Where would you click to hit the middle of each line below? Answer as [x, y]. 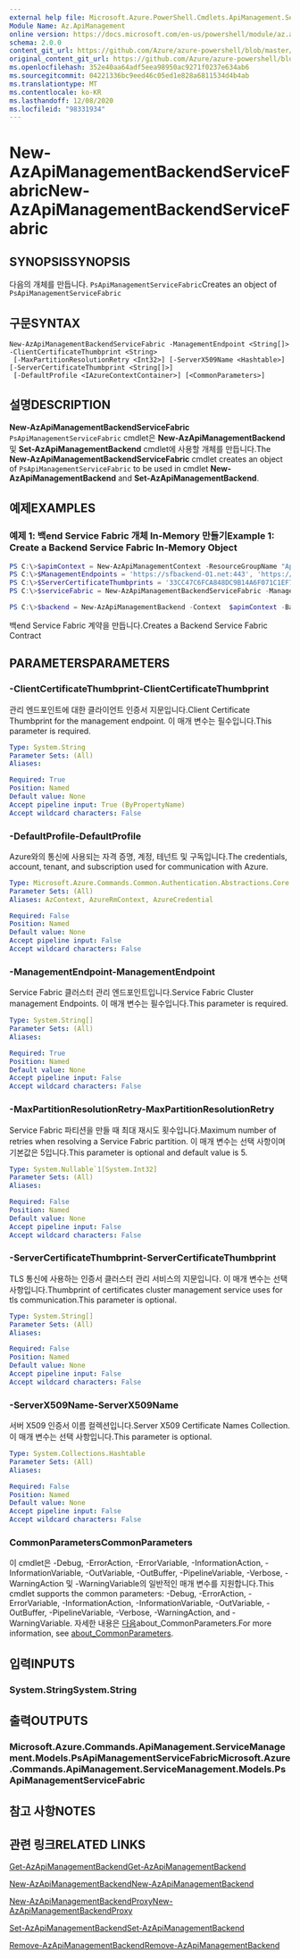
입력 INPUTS [42, 1664]
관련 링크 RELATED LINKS [77, 1844]
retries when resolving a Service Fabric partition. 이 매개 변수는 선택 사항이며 [147, 1141]
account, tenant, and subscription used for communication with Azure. [139, 866]
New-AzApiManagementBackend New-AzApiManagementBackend [132, 1884]
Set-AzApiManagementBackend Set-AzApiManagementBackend [127, 1928]
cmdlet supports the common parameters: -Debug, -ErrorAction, [128, 1594]
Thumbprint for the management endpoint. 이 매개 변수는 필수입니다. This [141, 721]
